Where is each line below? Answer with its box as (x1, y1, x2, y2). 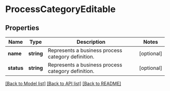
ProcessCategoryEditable (5, 4, 116, 15)
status (8, 64, 24, 71)
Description (76, 39, 106, 45)
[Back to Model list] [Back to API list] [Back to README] (5, 80, 121, 86)
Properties (5, 24, 39, 32)
